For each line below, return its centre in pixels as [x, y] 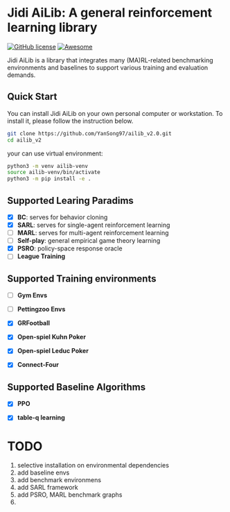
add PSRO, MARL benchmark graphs [70, 495]
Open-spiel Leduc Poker [53, 351]
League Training [41, 256]
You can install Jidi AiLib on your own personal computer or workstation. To [115, 113]
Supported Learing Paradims [70, 200]
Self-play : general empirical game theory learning [89, 241]
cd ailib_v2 [24, 140]
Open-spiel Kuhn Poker [52, 337]
